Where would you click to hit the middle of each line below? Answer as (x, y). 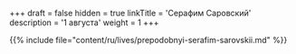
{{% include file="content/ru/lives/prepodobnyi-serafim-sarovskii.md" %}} (148, 40)
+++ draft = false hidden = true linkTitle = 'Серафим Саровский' (130, 13)
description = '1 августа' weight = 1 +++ (85, 22)
